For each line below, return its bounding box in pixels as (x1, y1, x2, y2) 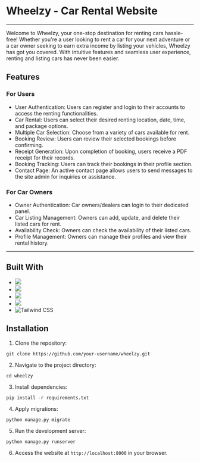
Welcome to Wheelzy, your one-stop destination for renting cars (6, 29, 164, 36)
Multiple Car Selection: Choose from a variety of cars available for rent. (14, 129, 190, 136)
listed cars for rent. (14, 220, 62, 227)
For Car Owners (6, 188, 53, 196)
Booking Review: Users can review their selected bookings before (14, 135, 177, 142)
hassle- (164, 29, 183, 36)
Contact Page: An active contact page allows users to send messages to (14, 167, 193, 174)
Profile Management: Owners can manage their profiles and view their (14, 233, 187, 240)
